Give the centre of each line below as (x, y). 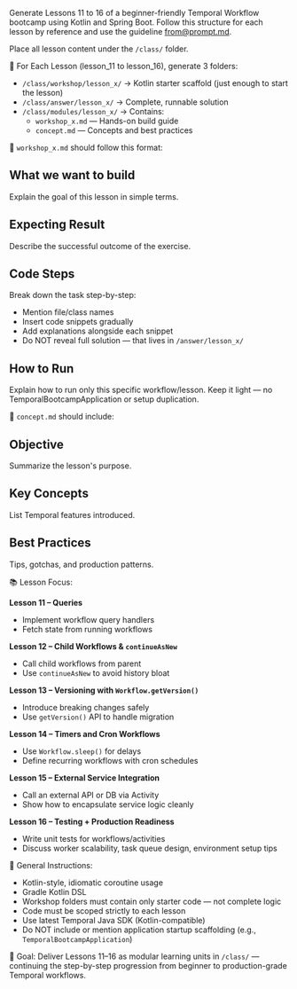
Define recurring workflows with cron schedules (110, 760)
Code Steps (42, 274)
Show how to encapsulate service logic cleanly (108, 804)
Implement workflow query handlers (88, 619)
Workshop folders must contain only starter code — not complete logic (152, 901)
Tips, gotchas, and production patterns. (82, 564)
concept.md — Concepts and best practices (114, 130)
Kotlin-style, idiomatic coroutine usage (93, 883)
